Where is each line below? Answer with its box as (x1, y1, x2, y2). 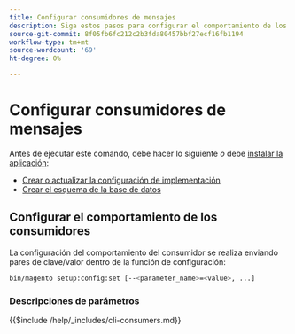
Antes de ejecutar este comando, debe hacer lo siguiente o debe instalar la (9, 148, 283, 159)
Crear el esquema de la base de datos (21, 183, 161, 195)
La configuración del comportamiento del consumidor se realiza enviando (9, 247, 279, 258)
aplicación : (9, 157, 50, 168)
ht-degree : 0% (9, 54, 62, 63)
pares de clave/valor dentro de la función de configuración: (9, 256, 226, 267)
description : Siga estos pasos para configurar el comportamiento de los (9, 21, 288, 30)
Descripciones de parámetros (9, 294, 140, 307)
